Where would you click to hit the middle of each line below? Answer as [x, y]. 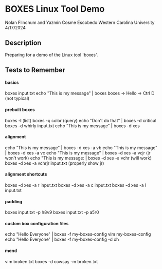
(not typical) [17, 98]
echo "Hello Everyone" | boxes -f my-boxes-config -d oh [62, 239]
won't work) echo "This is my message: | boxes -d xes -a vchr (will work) [78, 158]
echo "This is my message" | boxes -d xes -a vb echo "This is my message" [81, 148]
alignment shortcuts [26, 174]
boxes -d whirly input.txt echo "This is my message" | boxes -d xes [72, 126]
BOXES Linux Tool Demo [55, 9]
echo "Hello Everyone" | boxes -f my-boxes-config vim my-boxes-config [78, 234]
